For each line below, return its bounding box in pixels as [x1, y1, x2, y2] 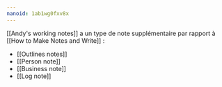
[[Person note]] [16, 57, 61, 66]
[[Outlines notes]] [16, 50, 68, 58]
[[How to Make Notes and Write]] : [6, 36, 105, 45]
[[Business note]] [16, 64, 67, 72]
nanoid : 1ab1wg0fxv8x [6, 10, 70, 17]
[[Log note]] [16, 72, 51, 80]
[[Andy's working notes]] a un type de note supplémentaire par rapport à [6, 29, 216, 37]
